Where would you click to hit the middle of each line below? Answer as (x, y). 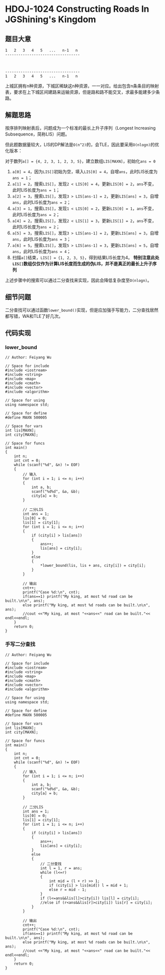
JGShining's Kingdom (51, 19)
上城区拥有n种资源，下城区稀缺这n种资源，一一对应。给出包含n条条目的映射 (82, 86)
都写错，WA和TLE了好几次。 (34, 316)
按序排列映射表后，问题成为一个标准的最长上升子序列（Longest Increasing (81, 128)
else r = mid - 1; (68, 890)
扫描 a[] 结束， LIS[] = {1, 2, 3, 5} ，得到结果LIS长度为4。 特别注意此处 (86, 257)
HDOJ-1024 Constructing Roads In (77, 9)
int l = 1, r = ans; (61, 868)
